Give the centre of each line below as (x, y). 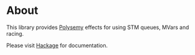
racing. (15, 33)
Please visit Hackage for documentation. (57, 45)
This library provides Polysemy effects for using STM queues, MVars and (98, 27)
